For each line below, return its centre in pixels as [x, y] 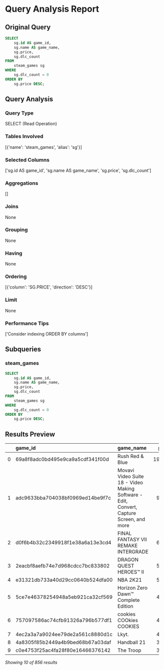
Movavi [126, 470]
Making [126, 489]
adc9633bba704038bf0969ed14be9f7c [63, 498]
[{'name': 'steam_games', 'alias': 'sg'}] [43, 147]
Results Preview [30, 434]
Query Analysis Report [52, 9]
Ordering [16, 277]
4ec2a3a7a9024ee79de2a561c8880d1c [64, 634]
